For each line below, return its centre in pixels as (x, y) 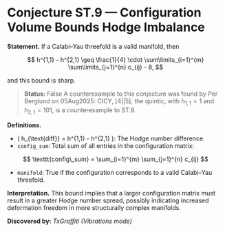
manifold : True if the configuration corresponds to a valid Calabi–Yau (115, 172)
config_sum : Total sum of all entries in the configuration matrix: (106, 145)
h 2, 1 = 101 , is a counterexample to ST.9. (80, 110)
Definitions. (24, 125)
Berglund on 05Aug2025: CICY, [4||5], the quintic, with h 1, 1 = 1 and (119, 102)
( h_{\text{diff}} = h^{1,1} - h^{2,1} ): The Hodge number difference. (111, 138)
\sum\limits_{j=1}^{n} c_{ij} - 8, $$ (116, 67)
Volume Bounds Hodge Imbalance (106, 27)
